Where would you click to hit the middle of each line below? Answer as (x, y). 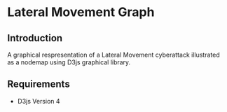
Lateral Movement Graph (81, 12)
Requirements (39, 84)
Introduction (35, 38)
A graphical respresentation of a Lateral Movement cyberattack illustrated (114, 55)
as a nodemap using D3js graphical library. (69, 62)
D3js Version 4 (39, 101)
